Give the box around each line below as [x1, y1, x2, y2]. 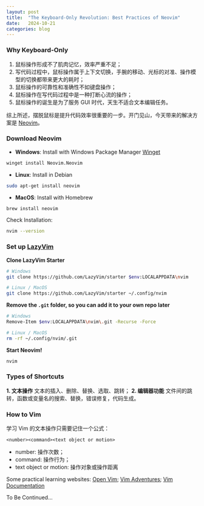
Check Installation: [6, 216, 53, 224]
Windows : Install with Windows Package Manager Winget [15, 148, 161, 156]
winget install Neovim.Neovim [6, 160, 83, 166]
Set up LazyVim [6, 242, 54, 251]
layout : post [6, 9, 39, 15]
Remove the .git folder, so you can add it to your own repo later [6, 301, 170, 309]
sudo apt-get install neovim [6, 183, 80, 189]
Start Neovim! [6, 346, 42, 354]
